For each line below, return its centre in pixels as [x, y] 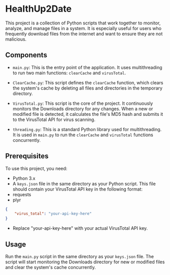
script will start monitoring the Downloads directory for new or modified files [85, 262]
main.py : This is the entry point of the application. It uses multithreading [87, 67]
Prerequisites [27, 156]
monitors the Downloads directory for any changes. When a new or [83, 109]
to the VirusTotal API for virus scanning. [54, 119]
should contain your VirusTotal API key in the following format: [78, 189]
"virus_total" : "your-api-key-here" [53, 214]
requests [22, 194]
